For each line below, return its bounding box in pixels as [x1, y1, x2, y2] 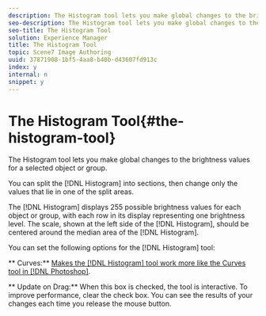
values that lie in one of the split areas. [8, 187, 135, 196]
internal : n [8, 70, 47, 78]
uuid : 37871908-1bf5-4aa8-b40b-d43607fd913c [8, 56, 158, 64]
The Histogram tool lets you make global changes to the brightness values [8, 155, 251, 165]
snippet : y [8, 78, 44, 86]
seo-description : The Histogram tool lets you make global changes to [8, 19, 246, 27]
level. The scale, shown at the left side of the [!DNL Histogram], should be [8, 219, 249, 229]
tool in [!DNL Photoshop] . [8, 267, 91, 276]
